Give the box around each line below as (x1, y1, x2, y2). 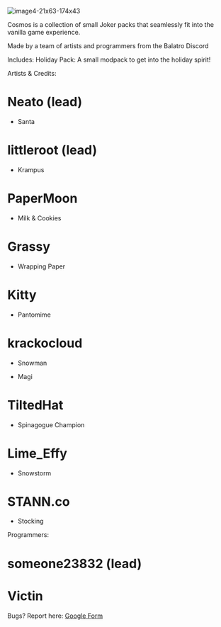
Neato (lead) (7, 94, 83, 110)
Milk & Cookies (17, 213, 62, 222)
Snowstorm (17, 468, 52, 478)
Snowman (17, 358, 47, 367)
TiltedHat (7, 397, 64, 413)
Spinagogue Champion (17, 420, 85, 429)
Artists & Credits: (7, 69, 57, 77)
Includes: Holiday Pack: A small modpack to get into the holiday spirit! (7, 55, 211, 64)
